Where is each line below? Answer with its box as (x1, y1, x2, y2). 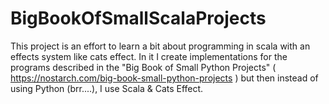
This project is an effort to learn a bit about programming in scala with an (10, 40, 311, 52)
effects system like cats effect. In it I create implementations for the (10, 50, 288, 62)
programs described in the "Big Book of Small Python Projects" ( (10, 61, 277, 73)
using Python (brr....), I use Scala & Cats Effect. (10, 82, 204, 94)
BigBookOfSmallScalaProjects (10, 7, 267, 30)
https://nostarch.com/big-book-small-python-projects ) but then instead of (10, 72, 319, 84)
